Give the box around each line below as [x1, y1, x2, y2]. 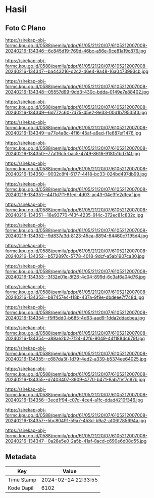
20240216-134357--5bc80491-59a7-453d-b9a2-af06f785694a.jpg [5, 418, 146, 423]
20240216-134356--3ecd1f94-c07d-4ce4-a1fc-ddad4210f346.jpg [5, 397, 143, 403]
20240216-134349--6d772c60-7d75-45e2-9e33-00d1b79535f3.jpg [5, 110, 147, 115]
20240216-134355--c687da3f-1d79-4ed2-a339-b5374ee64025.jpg [5, 356, 147, 362]
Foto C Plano [5, 24, 46, 32]
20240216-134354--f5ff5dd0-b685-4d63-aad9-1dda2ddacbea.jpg [5, 315, 145, 321]
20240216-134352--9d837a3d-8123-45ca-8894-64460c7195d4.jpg [5, 233, 148, 239]
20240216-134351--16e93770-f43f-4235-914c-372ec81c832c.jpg [5, 212, 143, 218]
